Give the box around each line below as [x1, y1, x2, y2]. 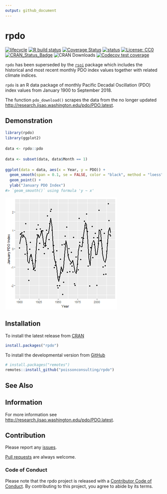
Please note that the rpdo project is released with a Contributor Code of [5, 478, 152, 484]
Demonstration [5, 116, 53, 125]
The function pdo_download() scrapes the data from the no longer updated [5, 97, 157, 103]
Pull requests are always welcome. [5, 454, 76, 460]
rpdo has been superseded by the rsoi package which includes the [5, 61, 143, 67]
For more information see [5, 411, 57, 417]
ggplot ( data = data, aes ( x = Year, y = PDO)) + [5, 167, 106, 172]
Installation [5, 320, 41, 328]
